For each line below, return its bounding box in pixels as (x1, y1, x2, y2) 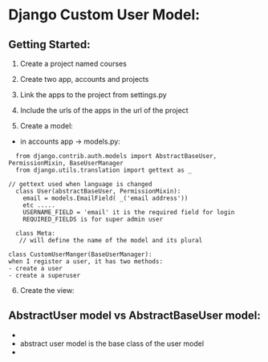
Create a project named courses (19, 59, 127, 68)
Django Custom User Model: (8, 6, 201, 24)
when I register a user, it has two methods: (8, 258, 163, 266)
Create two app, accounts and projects (19, 75, 149, 83)
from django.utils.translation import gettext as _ (15, 166, 193, 174)
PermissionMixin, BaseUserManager (8, 159, 124, 167)
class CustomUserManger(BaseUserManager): (8, 250, 152, 258)
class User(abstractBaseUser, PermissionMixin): (15, 187, 181, 195)
